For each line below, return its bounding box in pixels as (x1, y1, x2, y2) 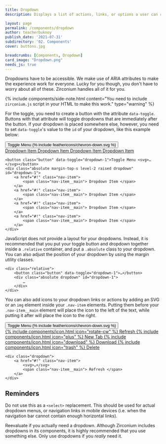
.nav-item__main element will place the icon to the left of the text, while (5, 307, 150, 313)
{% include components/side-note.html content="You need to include (5, 96, 147, 102)
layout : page (5, 21, 32, 26)
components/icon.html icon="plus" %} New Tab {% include (5, 334, 126, 340)
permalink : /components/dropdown (5, 25, 74, 30)
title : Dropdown (5, 7, 39, 12)
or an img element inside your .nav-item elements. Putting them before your (5, 302, 159, 308)
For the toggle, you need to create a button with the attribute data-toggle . (5, 111, 155, 117)
